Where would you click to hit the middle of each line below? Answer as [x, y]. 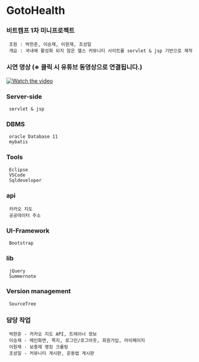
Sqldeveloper [25, 180]
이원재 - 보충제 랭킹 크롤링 [38, 347]
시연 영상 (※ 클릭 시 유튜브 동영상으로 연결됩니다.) [74, 67]
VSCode [17, 175]
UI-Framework [28, 230]
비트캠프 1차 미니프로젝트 [41, 31]
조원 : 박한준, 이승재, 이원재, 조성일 [50, 45]
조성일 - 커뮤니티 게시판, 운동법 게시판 [52, 354]
